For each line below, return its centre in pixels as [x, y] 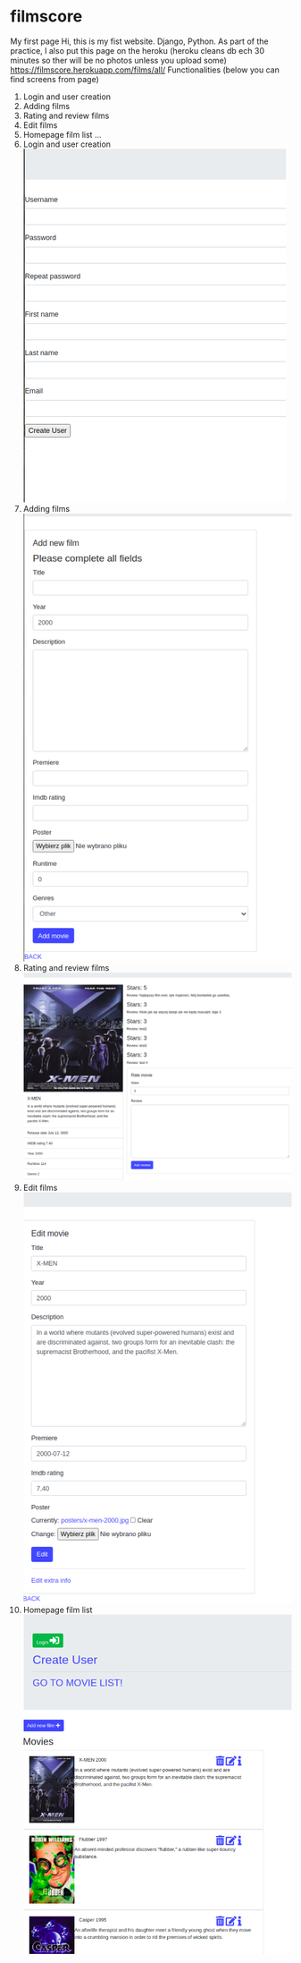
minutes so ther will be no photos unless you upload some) [118, 60]
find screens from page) [54, 79]
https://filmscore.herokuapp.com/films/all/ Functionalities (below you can [145, 70]
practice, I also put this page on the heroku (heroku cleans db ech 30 [137, 50]
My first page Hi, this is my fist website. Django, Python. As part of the [139, 41]
